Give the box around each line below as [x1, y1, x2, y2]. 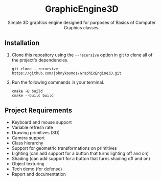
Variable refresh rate [11, 124, 53, 130]
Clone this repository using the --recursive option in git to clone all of [11, 52, 153, 58]
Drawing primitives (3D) [11, 129, 60, 135]
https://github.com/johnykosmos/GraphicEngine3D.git [11, 71, 122, 76]
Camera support [11, 135, 45, 141]
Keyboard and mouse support [11, 119, 72, 125]
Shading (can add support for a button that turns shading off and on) [11, 155, 150, 161]
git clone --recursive [11, 66, 58, 71]
